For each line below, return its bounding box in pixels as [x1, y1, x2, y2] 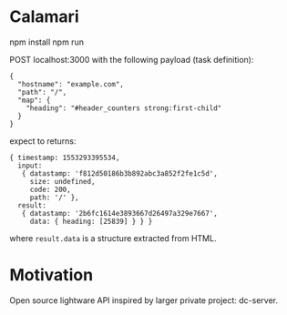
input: [17, 161, 43, 170]
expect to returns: [9, 135, 77, 147]
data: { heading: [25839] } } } [29, 217, 153, 226]
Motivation [9, 265, 94, 286]
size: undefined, [29, 177, 96, 186]
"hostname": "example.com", [17, 79, 125, 88]
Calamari [9, 6, 79, 27]
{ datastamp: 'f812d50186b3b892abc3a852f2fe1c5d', [21, 168, 219, 178]
